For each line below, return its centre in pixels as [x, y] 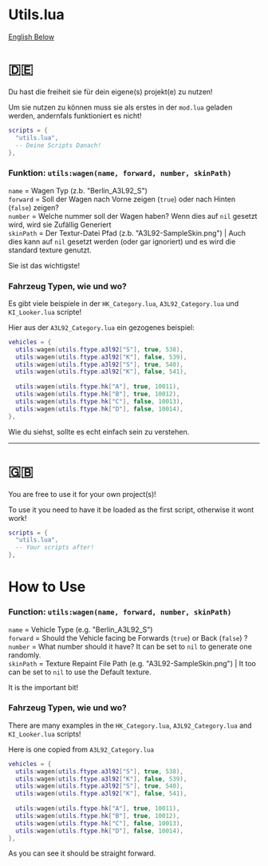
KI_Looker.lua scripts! [45, 733]
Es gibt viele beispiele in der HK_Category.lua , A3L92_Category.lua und [124, 303]
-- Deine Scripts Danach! [59, 145]
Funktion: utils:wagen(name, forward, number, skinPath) [120, 173]
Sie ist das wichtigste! [44, 265]
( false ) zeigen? [34, 207]
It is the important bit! [43, 687]
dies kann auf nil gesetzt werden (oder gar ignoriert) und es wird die [122, 241]
